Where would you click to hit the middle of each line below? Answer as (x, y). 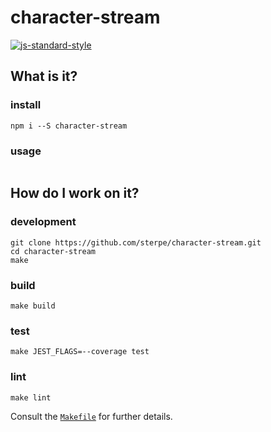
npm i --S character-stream (69, 126)
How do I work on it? (75, 193)
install (26, 105)
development (43, 222)
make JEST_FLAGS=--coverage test (80, 352)
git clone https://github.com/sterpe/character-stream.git (136, 242)
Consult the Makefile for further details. (91, 416)
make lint (31, 397)
